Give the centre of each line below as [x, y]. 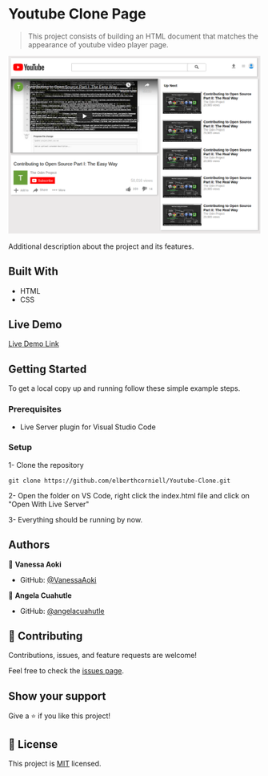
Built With [33, 272]
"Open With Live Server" [49, 504]
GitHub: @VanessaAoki [58, 579]
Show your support [57, 696]
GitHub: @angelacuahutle [62, 611]
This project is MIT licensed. [55, 764]
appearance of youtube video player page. [98, 44]
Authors [29, 545]
